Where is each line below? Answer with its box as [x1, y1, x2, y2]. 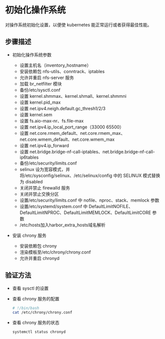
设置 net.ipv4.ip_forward [19, 142, 69, 148]
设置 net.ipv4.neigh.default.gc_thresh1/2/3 [19, 105, 106, 111]
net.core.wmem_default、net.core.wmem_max [19, 136, 115, 142]
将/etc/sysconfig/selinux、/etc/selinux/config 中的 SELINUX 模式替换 [19, 172, 161, 178]
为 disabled [19, 178, 43, 184]
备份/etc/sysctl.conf [19, 87, 61, 93]
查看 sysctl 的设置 [12, 285, 49, 291]
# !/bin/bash [12, 305, 40, 310]
